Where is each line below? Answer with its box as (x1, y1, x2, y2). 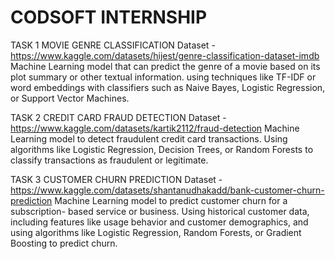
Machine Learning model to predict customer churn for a (54, 194, 288, 206)
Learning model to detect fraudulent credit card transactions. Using (10, 132, 288, 145)
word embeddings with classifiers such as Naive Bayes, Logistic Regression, (10, 81, 326, 93)
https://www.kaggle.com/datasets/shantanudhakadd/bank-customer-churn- (10, 184, 325, 196)
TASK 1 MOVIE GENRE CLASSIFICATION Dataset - (10, 39, 216, 51)
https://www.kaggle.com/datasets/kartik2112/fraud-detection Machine (10, 122, 300, 134)
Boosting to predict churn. (10, 237, 118, 249)
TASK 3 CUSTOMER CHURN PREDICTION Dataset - (10, 173, 223, 185)
